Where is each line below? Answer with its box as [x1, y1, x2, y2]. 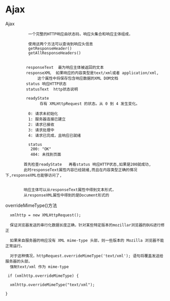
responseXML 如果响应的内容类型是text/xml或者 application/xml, [26, 70, 159, 76]
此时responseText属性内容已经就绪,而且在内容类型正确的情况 [24, 167, 137, 173]
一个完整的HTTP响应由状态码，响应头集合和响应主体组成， [28, 31, 133, 36]
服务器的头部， [5, 258, 32, 264]
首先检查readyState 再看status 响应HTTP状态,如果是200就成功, [24, 162, 152, 167]
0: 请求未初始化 [28, 111, 58, 116]
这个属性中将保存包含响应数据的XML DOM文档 [37, 76, 119, 81]
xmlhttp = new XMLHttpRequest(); [10, 212, 81, 218]
